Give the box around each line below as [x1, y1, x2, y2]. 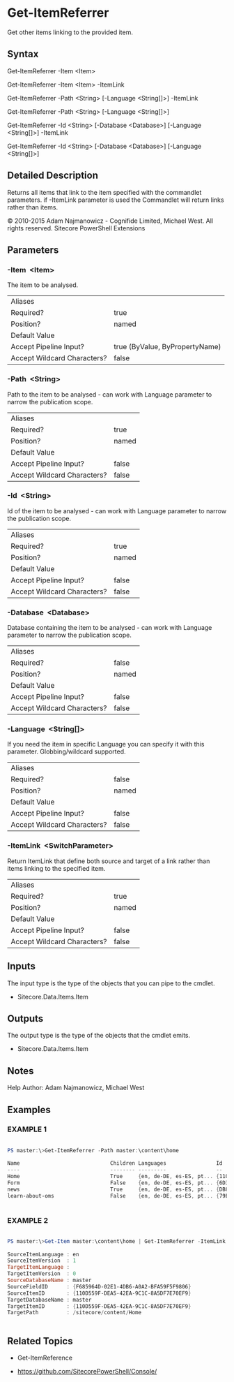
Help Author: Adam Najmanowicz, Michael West [7, 1084, 145, 1092]
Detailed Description [7, 170, 99, 182]
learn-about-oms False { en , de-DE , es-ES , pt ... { [7, 1192, 219, 1199]
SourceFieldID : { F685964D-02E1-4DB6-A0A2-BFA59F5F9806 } [7, 1283, 192, 1290]
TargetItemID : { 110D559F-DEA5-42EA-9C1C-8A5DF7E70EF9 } [7, 1302, 192, 1310]
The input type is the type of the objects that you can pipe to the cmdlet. [7, 979, 215, 987]
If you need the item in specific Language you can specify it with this [7, 740, 205, 749]
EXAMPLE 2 [7, 1215, 49, 1225]
